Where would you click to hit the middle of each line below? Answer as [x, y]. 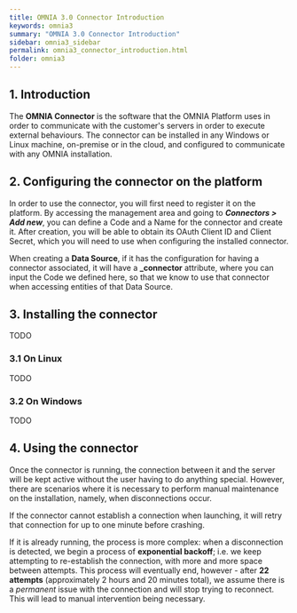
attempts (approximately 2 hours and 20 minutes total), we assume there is [147, 579]
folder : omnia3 [37, 59]
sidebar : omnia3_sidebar [55, 42]
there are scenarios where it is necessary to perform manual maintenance [144, 489]
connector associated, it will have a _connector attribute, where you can [141, 267]
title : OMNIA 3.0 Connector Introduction [87, 17]
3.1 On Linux [36, 359]
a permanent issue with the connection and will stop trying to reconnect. [142, 589]
